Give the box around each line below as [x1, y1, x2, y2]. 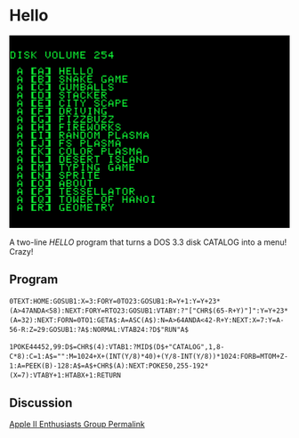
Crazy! [9, 246, 34, 256]
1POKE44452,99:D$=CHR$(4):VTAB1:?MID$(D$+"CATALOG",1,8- [9, 343, 225, 352]
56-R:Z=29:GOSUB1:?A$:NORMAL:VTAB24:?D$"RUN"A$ [9, 326, 190, 335]
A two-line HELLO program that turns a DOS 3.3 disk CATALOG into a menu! [9, 237, 287, 247]
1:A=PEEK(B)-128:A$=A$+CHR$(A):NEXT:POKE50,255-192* [9, 361, 209, 370]
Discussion [9, 395, 73, 410]
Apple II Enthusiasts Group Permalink [9, 419, 145, 430]
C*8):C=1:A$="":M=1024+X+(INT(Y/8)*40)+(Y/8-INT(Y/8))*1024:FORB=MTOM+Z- [9, 353, 289, 361]
